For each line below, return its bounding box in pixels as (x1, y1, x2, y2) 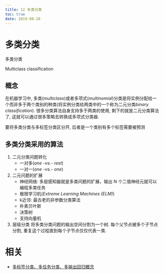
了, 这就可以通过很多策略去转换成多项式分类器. (5, 114, 100, 120)
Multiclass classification (5, 66, 54, 72)
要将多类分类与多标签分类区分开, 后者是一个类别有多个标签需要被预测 (5, 124, 145, 130)
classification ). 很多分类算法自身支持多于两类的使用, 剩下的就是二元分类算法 (5, 108, 160, 113)
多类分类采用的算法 (5, 140, 63, 148)
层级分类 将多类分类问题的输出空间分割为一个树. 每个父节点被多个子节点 (12, 221, 158, 227)
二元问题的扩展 (12, 172, 43, 178)
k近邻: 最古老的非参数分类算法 (19, 197, 81, 203)
